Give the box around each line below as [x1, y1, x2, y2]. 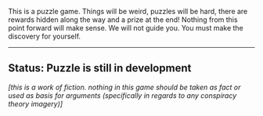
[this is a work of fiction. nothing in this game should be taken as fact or [8, 82, 241, 92]
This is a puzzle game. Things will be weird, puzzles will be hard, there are [8, 7, 248, 16]
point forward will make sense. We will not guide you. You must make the [8, 24, 244, 32]
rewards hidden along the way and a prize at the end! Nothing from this [8, 15, 238, 24]
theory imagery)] [8, 99, 63, 108]
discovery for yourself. [8, 31, 81, 41]
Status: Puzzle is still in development [8, 62, 192, 75]
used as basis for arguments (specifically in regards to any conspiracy [8, 90, 237, 100]
